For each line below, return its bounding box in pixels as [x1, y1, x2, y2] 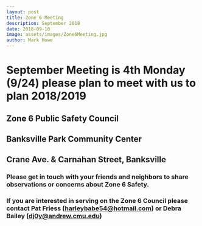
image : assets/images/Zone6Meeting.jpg [6, 32, 108, 38]
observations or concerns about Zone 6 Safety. [6, 180, 150, 189]
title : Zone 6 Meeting [6, 15, 64, 21]
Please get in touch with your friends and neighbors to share [6, 173, 189, 181]
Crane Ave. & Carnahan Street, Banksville [6, 154, 166, 165]
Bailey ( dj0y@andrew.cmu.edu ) [6, 212, 102, 221]
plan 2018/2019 [6, 89, 87, 103]
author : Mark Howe [6, 37, 53, 43]
